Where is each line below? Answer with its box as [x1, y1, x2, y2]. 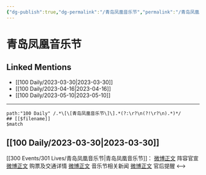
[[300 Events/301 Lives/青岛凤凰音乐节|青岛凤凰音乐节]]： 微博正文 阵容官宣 [6, 155, 199, 162]
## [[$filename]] [6, 115, 51, 122]
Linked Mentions [6, 62, 72, 72]
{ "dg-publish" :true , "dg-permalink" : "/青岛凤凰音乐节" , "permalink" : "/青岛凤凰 [6, 9, 200, 15]
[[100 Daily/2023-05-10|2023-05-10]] [15, 91, 111, 99]
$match [6, 121, 23, 127]
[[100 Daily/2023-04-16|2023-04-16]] [15, 85, 112, 92]
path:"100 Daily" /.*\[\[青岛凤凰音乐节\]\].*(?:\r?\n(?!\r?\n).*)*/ [6, 110, 181, 117]
